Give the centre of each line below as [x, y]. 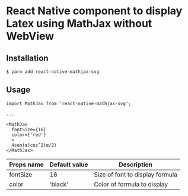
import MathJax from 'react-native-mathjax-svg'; [69, 103]
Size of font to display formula [136, 175]
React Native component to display [94, 11]
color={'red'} [29, 135]
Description [136, 165]
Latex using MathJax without [79, 23]
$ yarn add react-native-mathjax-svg [53, 72]
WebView [30, 36]
